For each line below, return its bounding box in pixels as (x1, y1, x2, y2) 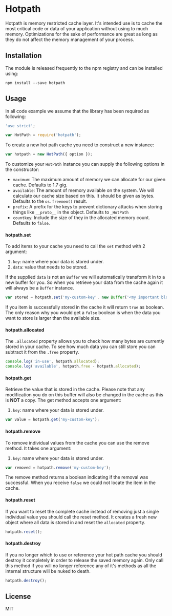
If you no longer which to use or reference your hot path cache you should (5, 551, 162, 557)
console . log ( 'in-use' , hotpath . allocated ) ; (5, 359, 100, 364)
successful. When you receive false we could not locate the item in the (5, 479, 156, 486)
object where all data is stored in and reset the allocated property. (5, 519, 146, 525)
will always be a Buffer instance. (5, 285, 74, 291)
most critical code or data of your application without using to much (5, 25, 148, 31)
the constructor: (5, 166, 39, 172)
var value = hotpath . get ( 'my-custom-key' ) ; (5, 417, 100, 422)
